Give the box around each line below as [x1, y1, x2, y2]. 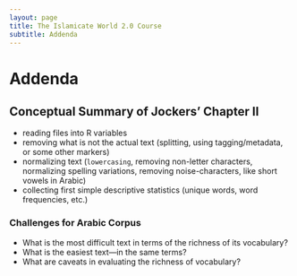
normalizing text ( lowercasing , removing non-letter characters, [21, 156, 253, 167]
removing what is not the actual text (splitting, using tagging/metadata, [21, 137, 284, 148]
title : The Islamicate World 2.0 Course [9, 22, 163, 30]
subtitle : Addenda [9, 30, 78, 39]
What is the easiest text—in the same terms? [21, 246, 187, 257]
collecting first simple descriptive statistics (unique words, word [21, 185, 259, 195]
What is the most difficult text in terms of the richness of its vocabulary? [21, 237, 289, 247]
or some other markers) [21, 147, 110, 158]
